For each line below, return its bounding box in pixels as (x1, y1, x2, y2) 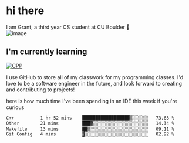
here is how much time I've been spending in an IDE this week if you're (6, 97, 177, 104)
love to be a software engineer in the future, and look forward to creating (6, 80, 183, 87)
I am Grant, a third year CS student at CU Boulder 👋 (6, 23, 130, 30)
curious (6, 104, 25, 111)
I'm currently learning (6, 47, 87, 57)
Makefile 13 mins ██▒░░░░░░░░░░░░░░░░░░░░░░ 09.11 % (6, 126, 175, 132)
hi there (6, 4, 45, 18)
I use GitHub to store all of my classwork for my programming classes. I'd (6, 73, 184, 80)
